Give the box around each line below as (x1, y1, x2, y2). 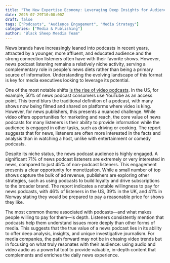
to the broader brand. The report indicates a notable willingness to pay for (5, 183, 159, 189)
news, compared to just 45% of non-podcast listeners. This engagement (5, 162, 157, 167)
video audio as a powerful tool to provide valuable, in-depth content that (5, 247, 156, 252)
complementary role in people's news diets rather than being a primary (5, 66, 153, 72)
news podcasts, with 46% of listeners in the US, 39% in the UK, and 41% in (5, 189, 162, 194)
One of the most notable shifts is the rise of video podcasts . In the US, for (5, 87, 159, 93)
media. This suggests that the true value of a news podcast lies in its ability (5, 225, 162, 231)
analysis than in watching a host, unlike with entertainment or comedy (5, 135, 151, 141)
